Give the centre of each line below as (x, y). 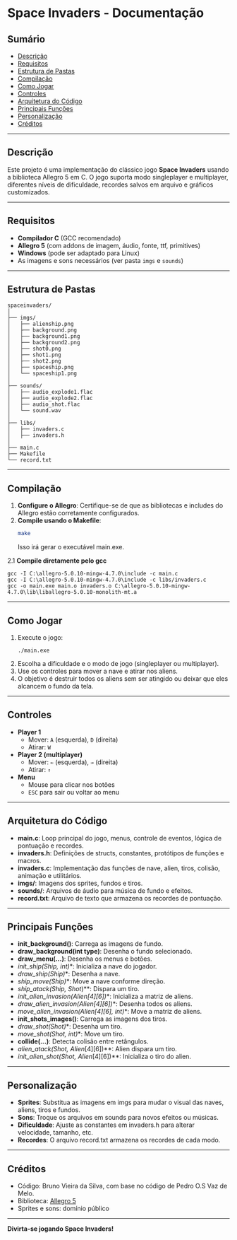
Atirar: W (39, 747)
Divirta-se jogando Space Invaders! (61, 1229)
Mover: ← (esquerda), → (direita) (73, 762)
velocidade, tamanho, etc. (55, 1133)
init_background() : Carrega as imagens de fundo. (90, 944)
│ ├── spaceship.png (41, 368)
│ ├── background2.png (44, 343)
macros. (29, 860)
